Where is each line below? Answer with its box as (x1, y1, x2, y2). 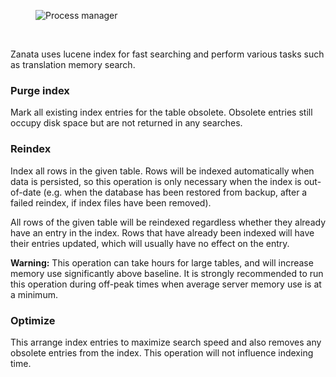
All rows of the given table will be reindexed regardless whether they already (10, 216, 327, 228)
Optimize (10, 313, 56, 327)
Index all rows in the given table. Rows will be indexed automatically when (10, 165, 315, 177)
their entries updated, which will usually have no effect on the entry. (10, 237, 290, 249)
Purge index (10, 83, 70, 97)
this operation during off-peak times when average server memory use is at (10, 278, 322, 290)
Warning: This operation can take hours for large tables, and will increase (10, 256, 314, 269)
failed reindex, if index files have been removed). (10, 196, 212, 209)
